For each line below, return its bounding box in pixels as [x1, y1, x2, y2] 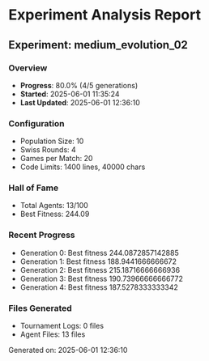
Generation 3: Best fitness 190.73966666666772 [19, 274, 184, 283]
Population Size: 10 [19, 136, 84, 147]
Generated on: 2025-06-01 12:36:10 [8, 346, 128, 355]
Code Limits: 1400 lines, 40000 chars [19, 162, 146, 172]
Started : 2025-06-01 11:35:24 [19, 89, 120, 99]
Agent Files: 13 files [19, 329, 86, 339]
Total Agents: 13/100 [19, 201, 89, 210]
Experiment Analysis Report [8, 6, 201, 24]
